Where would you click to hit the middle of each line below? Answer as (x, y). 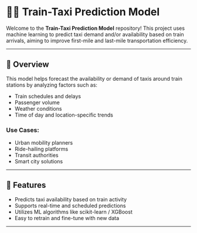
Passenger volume (37, 102)
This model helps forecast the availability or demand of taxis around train (94, 78)
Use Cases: (23, 130)
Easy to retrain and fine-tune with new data (67, 218)
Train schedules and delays (48, 96)
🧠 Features (26, 185)
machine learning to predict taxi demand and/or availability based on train (95, 34)
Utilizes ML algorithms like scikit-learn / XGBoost (74, 212)
